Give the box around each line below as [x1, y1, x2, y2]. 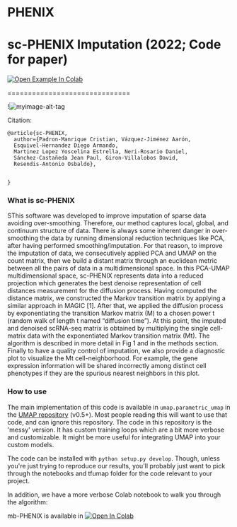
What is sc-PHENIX [7, 196, 76, 206]
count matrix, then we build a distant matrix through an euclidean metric [7, 256, 218, 265]
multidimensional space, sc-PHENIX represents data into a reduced [7, 271, 204, 280]
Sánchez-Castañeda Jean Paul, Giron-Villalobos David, [13, 155, 179, 162]
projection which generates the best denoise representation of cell [7, 279, 202, 288]
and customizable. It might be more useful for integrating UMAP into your [7, 432, 221, 442]
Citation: [7, 116, 32, 124]
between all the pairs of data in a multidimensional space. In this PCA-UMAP [7, 264, 230, 273]
